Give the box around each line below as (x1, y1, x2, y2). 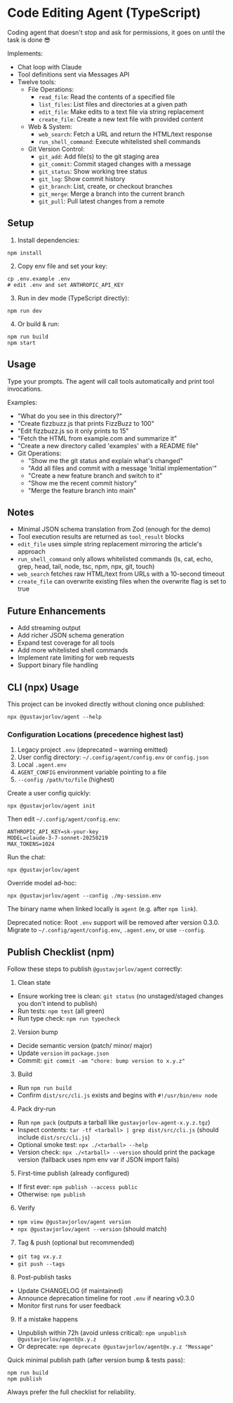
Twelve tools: (17, 77, 56, 86)
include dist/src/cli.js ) (17, 1133, 91, 1141)
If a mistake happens (17, 1315, 79, 1324)
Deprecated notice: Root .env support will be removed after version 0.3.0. (7, 918, 220, 927)
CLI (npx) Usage (7, 681, 79, 693)
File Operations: (27, 85, 74, 93)
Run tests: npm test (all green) (17, 1007, 105, 1015)
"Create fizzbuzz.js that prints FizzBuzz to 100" (17, 419, 154, 427)
